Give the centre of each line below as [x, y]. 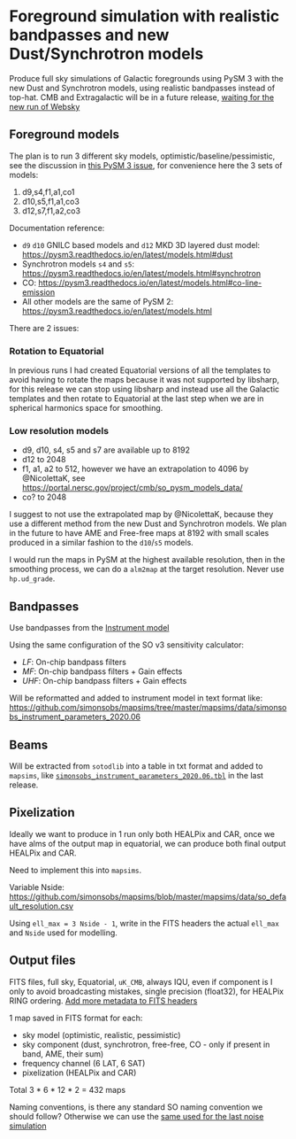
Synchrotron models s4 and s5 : [78, 264]
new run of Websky [45, 106]
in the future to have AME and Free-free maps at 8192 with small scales [139, 533]
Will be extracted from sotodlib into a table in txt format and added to [136, 766]
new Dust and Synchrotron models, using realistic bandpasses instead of [142, 88]
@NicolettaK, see [53, 478]
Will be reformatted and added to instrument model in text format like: [136, 698]
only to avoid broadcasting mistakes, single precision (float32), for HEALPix [147, 991]
